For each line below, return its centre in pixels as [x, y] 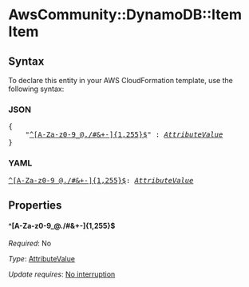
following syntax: [36, 89]
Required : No [30, 243]
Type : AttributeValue [42, 259]
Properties [35, 205]
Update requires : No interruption [62, 274]
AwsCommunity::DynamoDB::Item [125, 15]
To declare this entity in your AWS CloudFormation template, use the [121, 80]
